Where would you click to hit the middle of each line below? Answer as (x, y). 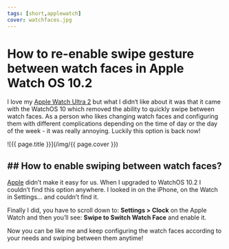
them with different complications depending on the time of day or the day (112, 123)
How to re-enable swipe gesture (101, 54)
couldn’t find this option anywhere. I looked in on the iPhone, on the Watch (113, 190)
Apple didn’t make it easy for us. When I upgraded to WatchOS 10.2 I (104, 182)
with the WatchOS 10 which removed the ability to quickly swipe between (111, 109)
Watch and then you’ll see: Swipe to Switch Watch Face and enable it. (107, 217)
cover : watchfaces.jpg (40, 20)
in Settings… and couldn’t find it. (53, 197)
